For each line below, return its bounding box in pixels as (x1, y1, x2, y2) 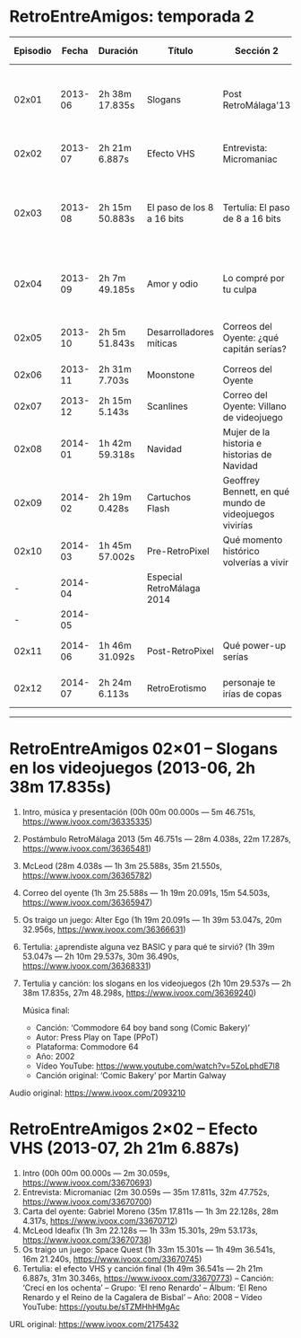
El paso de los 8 (146, 200, 214, 213)
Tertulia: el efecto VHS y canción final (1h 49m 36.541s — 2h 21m (21, 1263, 263, 1273)
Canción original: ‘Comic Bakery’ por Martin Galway (35, 1069, 227, 1080)
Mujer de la (222, 425, 271, 438)
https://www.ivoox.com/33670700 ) (21, 1196, 152, 1207)
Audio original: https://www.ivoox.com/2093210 (9, 1087, 186, 1098)
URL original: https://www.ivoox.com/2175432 (9, 1318, 179, 1329)
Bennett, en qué (222, 485, 290, 498)
